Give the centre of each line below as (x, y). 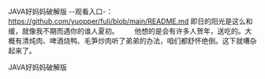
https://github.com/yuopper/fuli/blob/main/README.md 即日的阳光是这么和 (131, 21)
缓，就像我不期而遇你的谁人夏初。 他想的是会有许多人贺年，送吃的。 (127, 31)
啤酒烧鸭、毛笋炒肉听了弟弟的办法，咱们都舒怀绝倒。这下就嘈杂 (153, 41)
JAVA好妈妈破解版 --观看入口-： (61, 11)
